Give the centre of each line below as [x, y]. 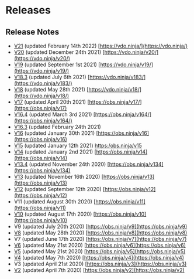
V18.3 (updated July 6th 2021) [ [52, 77]
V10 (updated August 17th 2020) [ [55, 214]
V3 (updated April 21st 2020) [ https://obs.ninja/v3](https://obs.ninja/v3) [100, 264]
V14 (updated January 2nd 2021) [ [55, 152]
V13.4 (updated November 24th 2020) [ [61, 164]
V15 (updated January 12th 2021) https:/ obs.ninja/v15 [78, 145]
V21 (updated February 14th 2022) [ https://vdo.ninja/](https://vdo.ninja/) [101, 46]
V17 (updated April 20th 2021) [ [52, 102]
